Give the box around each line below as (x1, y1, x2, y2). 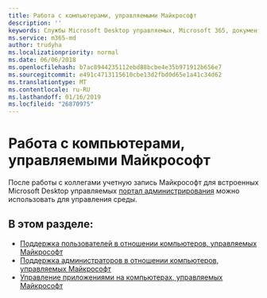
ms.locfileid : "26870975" (8, 100, 94, 108)
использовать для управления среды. (8, 195, 137, 204)
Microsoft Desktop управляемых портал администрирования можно (8, 186, 240, 195)
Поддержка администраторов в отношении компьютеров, (19, 255, 219, 265)
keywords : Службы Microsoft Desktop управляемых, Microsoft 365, (8, 26, 229, 34)
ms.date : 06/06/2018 (8, 56, 77, 64)
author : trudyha (8, 41, 62, 49)
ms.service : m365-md (8, 33, 77, 42)
